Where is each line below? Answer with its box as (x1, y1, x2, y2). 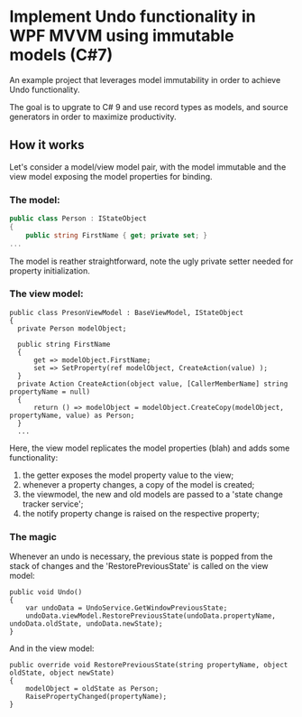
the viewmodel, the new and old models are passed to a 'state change (22, 489, 284, 499)
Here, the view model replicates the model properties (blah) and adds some (9, 442, 290, 453)
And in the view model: (9, 643, 95, 654)
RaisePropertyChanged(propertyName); (25, 693, 168, 702)
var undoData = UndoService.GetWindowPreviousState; (25, 603, 228, 613)
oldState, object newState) (9, 668, 115, 678)
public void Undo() (9, 588, 83, 597)
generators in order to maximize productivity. (9, 111, 178, 122)
